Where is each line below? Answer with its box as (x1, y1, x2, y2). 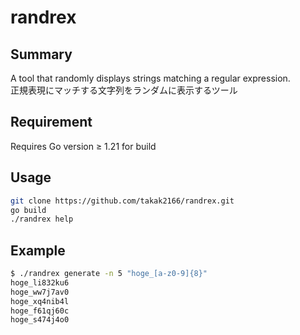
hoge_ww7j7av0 (10, 287, 70, 297)
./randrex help (10, 214, 74, 225)
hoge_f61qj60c (10, 306, 70, 316)
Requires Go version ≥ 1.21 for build (10, 140, 157, 152)
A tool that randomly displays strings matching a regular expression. (10, 72, 291, 84)
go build (10, 205, 47, 215)
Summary (10, 46, 73, 63)
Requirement (10, 114, 93, 131)
